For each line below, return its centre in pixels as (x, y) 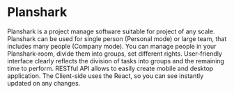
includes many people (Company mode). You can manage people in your (112, 46)
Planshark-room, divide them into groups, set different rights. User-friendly (115, 54)
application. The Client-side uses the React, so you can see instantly (106, 76)
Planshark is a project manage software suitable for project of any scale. (111, 31)
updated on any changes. (44, 83)
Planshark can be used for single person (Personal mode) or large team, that (117, 38)
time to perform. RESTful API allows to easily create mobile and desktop (110, 68)
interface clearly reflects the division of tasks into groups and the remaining (116, 61)
